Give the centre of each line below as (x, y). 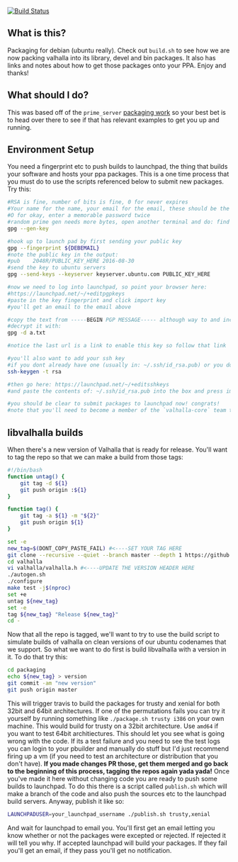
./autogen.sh (27, 575)
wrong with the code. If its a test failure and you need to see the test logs (114, 741)
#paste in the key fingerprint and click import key (87, 300)
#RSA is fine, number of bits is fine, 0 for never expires (98, 202)
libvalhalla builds (45, 432)
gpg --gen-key (28, 228)
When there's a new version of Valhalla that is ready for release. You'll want (118, 449)
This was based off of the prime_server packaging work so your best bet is (117, 112)
